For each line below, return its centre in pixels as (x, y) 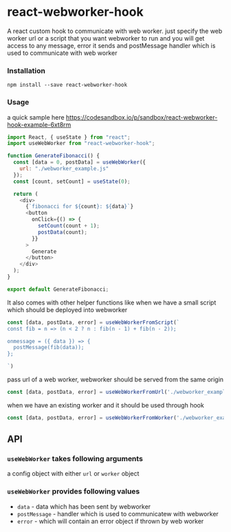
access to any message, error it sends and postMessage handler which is (111, 45)
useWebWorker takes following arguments (75, 459)
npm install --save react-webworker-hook (67, 85)
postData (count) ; (63, 232)
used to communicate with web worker (62, 53)
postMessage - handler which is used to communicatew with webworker (118, 513)
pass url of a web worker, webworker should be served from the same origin (115, 379)
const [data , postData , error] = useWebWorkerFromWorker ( (92, 418)
